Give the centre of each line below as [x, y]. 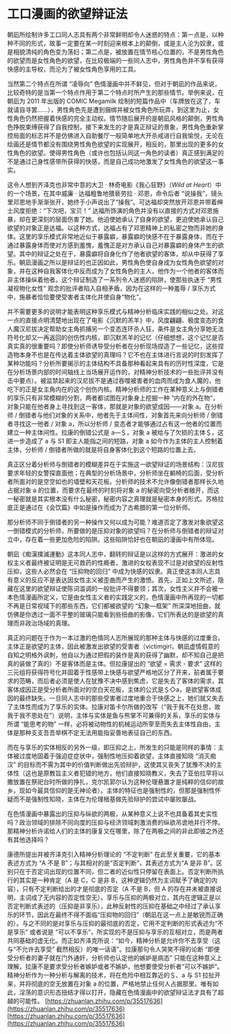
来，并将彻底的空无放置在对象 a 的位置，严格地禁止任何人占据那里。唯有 [110, 984]
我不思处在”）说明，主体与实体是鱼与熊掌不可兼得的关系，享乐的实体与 [120, 715]
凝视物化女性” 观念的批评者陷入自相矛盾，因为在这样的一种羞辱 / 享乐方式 [112, 288]
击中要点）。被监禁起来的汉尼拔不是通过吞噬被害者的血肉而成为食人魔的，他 [114, 380]
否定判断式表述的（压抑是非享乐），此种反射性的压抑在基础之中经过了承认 [111, 906]
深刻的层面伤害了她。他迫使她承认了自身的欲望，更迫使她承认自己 [130, 219]
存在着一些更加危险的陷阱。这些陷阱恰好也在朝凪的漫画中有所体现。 [121, 539]
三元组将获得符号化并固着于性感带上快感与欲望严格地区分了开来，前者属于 [112, 672]
